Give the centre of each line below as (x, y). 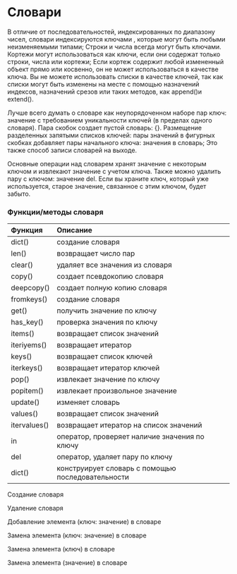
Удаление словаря (35, 509)
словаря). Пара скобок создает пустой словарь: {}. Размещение (105, 127)
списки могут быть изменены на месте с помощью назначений (103, 84)
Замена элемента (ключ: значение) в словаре (77, 535)
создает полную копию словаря (111, 288)
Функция (27, 230)
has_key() (27, 323)
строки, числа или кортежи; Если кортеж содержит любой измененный (116, 61)
